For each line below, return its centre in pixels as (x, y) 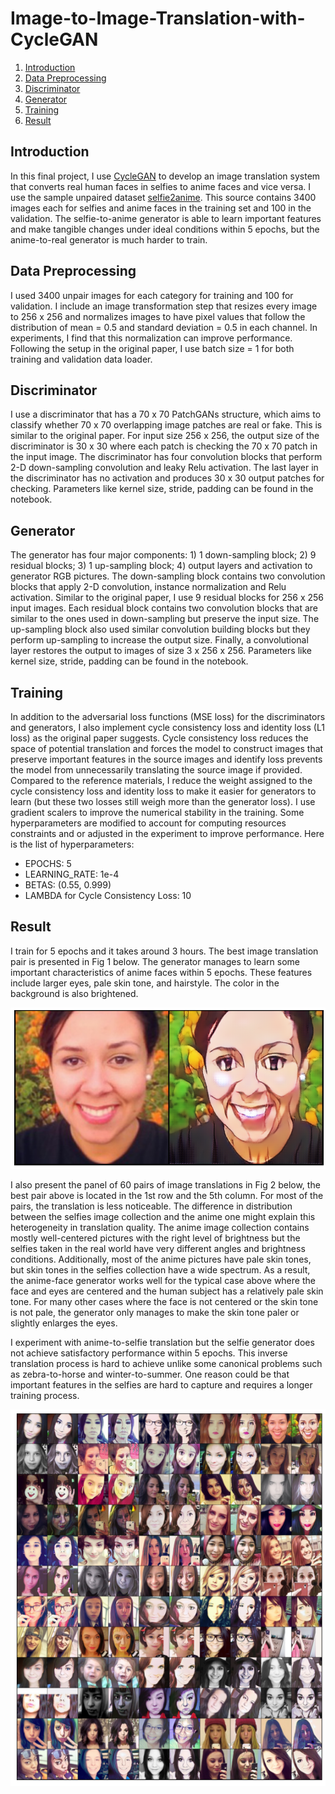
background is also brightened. (74, 993)
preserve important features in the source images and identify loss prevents (166, 759)
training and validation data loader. (81, 359)
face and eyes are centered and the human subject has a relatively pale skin (167, 1291)
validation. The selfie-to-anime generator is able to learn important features (166, 218)
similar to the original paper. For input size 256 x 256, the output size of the (165, 436)
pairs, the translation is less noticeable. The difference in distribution (151, 1206)
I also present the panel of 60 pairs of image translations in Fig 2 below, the (165, 1184)
